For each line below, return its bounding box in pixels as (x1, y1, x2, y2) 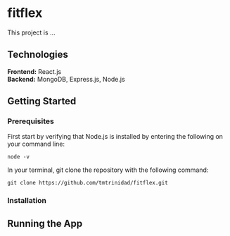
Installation (7, 196, 47, 206)
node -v (7, 154, 30, 161)
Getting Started (7, 95, 77, 107)
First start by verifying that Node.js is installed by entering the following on (7, 132, 224, 141)
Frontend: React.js (7, 67, 62, 75)
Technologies (7, 49, 69, 61)
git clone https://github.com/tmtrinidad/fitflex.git (7, 180, 169, 187)
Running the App (7, 217, 83, 230)
